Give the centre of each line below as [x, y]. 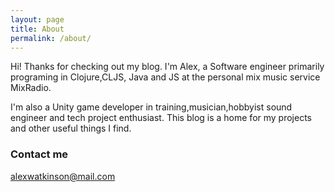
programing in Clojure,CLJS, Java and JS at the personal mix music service [165, 77]
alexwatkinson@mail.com [63, 176]
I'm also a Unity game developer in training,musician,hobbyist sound [151, 107]
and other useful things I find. [71, 128]
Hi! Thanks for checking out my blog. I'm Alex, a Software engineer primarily [167, 67]
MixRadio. [31, 88]
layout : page [37, 19]
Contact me [39, 154]
